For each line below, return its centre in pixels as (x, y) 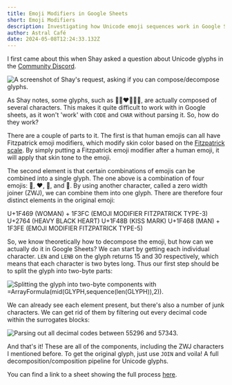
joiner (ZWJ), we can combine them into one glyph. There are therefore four (115, 193)
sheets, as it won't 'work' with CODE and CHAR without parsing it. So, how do (113, 115)
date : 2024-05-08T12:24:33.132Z (54, 39)
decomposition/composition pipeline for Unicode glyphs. (88, 361)
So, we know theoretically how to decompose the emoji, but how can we (110, 241)
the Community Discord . (42, 66)
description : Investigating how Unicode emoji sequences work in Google (114, 26)
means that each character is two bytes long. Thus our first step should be (113, 264)
